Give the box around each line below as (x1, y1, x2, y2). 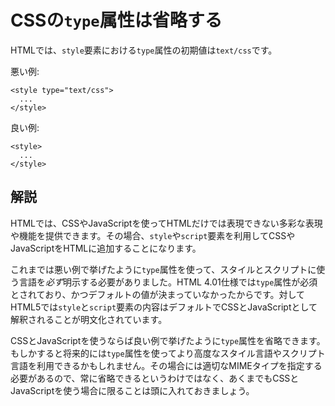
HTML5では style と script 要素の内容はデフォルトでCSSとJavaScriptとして (10, 301, 318, 313)
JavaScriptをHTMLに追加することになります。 (10, 242, 202, 254)
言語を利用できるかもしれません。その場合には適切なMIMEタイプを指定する (10, 359, 323, 371)
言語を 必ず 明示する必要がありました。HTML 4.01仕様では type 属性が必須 (18, 276, 318, 288)
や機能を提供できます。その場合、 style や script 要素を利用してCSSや (10, 229, 296, 241)
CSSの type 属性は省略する (10, 9, 223, 32)
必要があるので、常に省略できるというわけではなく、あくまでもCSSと (10, 372, 300, 384)
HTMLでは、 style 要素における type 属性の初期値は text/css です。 (10, 44, 278, 56)
